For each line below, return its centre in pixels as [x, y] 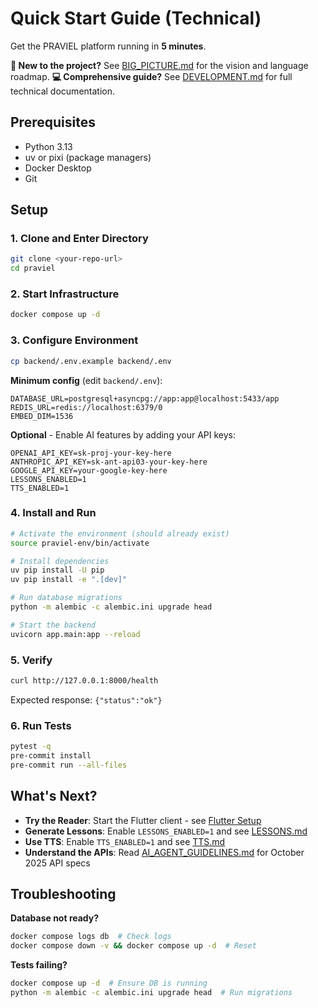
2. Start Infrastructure [65, 294]
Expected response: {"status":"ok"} [86, 699]
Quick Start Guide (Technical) [136, 18]
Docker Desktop [58, 168]
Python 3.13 [48, 146]
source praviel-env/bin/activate [80, 543]
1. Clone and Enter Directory [79, 239]
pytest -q [31, 747]
